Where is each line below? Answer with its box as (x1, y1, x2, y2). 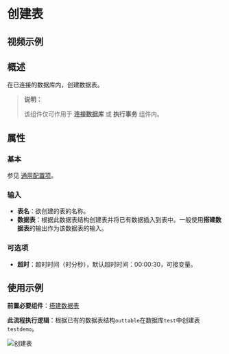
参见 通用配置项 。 (7, 171, 57, 179)
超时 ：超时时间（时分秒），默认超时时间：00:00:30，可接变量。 (16, 260, 197, 268)
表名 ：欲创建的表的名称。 (16, 207, 90, 215)
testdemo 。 (7, 324, 38, 333)
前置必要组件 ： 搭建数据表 (7, 302, 80, 310)
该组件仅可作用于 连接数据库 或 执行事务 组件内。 (23, 110, 163, 118)
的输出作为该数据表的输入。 (29, 224, 108, 232)
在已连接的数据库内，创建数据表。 (7, 80, 104, 89)
